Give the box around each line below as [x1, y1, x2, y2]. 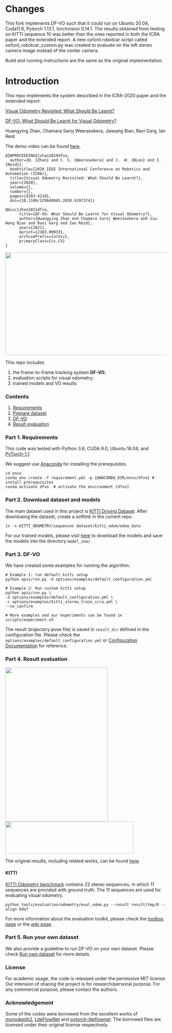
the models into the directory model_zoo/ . [5, 538, 92, 544]
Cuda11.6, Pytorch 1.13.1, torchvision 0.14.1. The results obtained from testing [5, 25, 165, 31]
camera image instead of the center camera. [5, 47, 99, 53]
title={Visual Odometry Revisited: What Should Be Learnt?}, [10, 175, 143, 180]
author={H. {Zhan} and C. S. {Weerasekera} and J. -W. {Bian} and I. [10, 157, 161, 162]
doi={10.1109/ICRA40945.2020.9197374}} [10, 198, 95, 203]
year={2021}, [18, 225, 47, 230]
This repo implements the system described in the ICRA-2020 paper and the [5, 92, 166, 98]
